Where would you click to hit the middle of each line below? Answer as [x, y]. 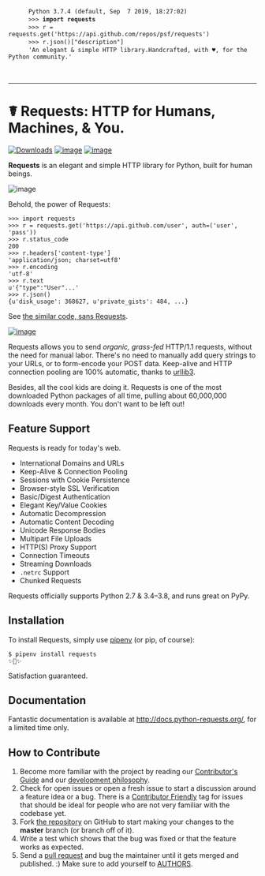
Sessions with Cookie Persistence [75, 480]
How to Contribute [54, 752]
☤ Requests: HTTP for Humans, [112, 112]
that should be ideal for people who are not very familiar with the [125, 805]
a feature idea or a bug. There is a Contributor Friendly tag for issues [131, 797]
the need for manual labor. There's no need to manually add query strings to [132, 355]
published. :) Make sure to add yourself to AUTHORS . [106, 864]
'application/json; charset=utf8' [65, 260]
